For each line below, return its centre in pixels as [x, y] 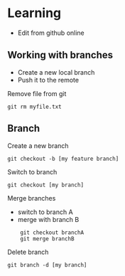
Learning [34, 13]
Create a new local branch [56, 72]
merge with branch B [48, 219]
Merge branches [32, 198]
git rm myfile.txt [34, 107]
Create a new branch [38, 145]
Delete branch [28, 252]
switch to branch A [45, 212]
